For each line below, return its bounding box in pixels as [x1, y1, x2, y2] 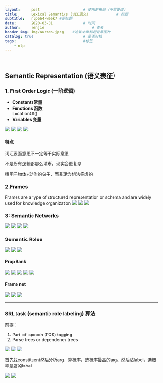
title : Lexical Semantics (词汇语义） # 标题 [5, 12, 129, 16]
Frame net [5, 281, 26, 287]
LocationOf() [12, 111, 38, 117]
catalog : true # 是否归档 [5, 34, 102, 39]
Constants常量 [12, 99, 43, 105]
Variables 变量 [12, 117, 42, 123]
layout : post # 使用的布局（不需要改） [5, 7, 128, 12]
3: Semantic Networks [5, 212, 59, 219]
